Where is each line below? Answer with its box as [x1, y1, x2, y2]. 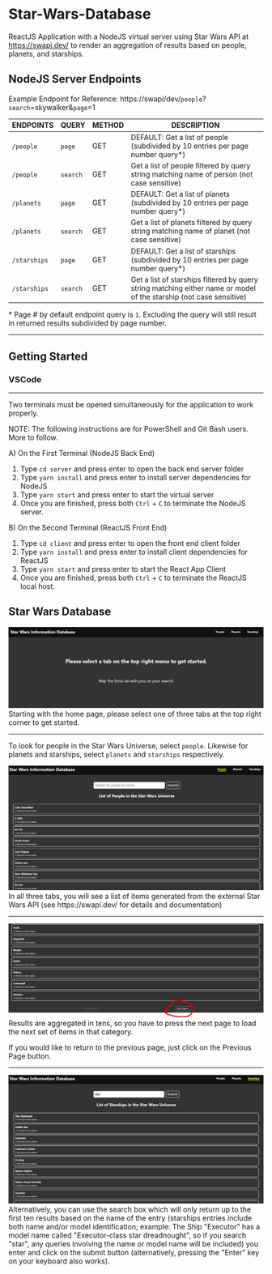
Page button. [8, 1050, 52, 1061]
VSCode [8, 373, 42, 385]
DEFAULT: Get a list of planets [130, 190, 231, 198]
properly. [8, 408, 39, 418]
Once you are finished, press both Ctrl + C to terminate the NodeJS [19, 498, 246, 508]
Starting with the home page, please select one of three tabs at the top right [8, 709, 261, 719]
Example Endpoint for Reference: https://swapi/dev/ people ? [8, 94, 206, 104]
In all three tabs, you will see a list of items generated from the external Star [8, 891, 261, 901]
